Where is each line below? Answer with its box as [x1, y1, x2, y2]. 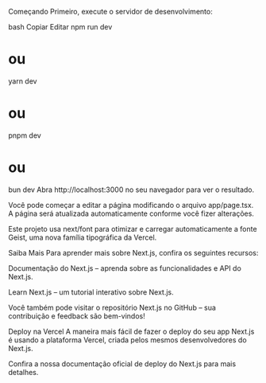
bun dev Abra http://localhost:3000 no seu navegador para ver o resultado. [8, 185, 255, 194]
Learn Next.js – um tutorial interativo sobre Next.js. [8, 287, 175, 297]
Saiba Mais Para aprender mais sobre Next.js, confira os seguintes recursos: [8, 248, 259, 257]
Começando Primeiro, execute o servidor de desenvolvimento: [8, 7, 213, 16]
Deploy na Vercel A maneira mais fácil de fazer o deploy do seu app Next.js [8, 326, 255, 336]
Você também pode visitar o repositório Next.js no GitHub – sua [8, 303, 217, 312]
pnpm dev [8, 131, 41, 140]
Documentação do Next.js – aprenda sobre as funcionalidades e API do [8, 263, 242, 273]
